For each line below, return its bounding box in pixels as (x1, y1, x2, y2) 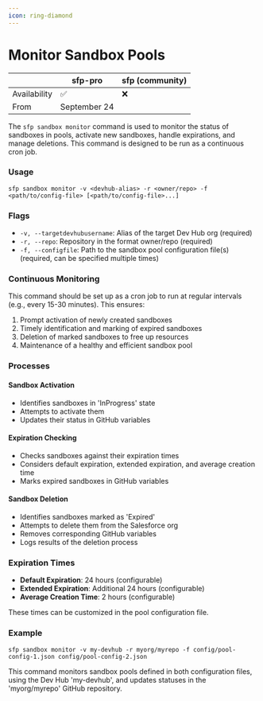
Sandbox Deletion (8, 494, 69, 504)
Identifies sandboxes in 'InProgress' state (19, 398, 156, 407)
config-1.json (8, 652, 56, 660)
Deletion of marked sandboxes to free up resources (19, 332, 189, 342)
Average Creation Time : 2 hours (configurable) (19, 592, 176, 602)
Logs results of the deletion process (19, 537, 138, 547)
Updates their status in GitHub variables (19, 415, 151, 424)
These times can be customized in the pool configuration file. (8, 608, 209, 617)
